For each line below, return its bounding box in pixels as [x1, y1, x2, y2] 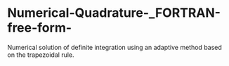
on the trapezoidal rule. [7, 51, 75, 59]
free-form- [7, 20, 72, 36]
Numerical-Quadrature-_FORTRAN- [7, 5, 221, 21]
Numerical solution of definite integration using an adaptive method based [7, 43, 223, 51]
